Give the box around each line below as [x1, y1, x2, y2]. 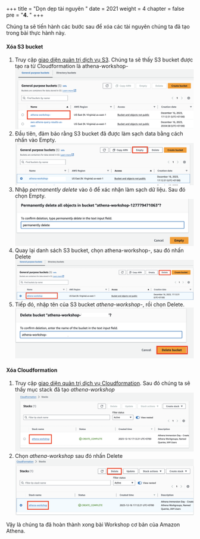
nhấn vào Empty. [14, 137, 57, 144]
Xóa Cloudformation [6, 366, 58, 374]
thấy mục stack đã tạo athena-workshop [14, 386, 115, 393]
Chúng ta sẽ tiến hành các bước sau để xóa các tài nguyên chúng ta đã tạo [6, 23, 190, 30]
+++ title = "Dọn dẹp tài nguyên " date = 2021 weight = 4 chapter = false [6, 5, 185, 12]
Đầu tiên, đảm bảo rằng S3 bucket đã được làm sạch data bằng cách [14, 130, 183, 137]
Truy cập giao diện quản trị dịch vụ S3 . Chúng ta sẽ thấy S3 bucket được [14, 56, 193, 63]
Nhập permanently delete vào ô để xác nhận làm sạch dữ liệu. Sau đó [14, 186, 186, 193]
